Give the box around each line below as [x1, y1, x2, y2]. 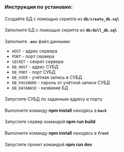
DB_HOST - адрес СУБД [11, 63, 59, 70]
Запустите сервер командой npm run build [4, 119, 96, 125]
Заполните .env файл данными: [4, 38, 71, 44]
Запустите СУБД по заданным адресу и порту [4, 96, 103, 102]
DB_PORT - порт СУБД [11, 69, 56, 75]
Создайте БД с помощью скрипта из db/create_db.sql [4, 16, 120, 22]
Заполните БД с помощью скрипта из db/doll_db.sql [4, 27, 117, 33]
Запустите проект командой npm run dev [4, 141, 92, 147]
